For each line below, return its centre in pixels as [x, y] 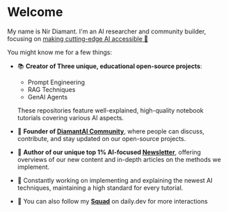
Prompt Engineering [56, 82]
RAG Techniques [51, 89]
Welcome [35, 12]
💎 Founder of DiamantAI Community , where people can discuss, [111, 131]
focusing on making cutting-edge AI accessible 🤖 [78, 38]
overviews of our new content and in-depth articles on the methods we [119, 159]
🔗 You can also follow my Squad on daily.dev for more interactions [113, 201]
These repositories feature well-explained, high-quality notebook [110, 110]
